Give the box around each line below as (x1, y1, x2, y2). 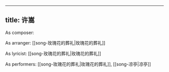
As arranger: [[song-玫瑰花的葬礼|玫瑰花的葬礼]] (5, 39, 106, 45)
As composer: (5, 29, 34, 35)
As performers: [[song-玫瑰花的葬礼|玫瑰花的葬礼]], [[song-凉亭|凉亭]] (5, 61, 151, 67)
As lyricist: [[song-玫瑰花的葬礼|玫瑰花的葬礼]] (5, 50, 102, 56)
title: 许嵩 (5, 16, 35, 24)
